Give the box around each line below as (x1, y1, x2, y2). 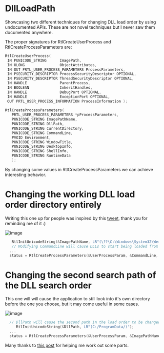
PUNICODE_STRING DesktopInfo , (11, 144, 73, 149)
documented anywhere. (5, 29, 53, 35)
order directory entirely (5, 199, 102, 210)
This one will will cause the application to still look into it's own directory (5, 296, 150, 302)
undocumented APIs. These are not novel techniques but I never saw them (5, 24, 155, 30)
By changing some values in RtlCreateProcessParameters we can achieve (5, 166, 154, 172)
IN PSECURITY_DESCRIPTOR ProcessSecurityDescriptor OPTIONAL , (7, 72, 137, 77)
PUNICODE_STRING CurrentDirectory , (11, 126, 84, 131)
